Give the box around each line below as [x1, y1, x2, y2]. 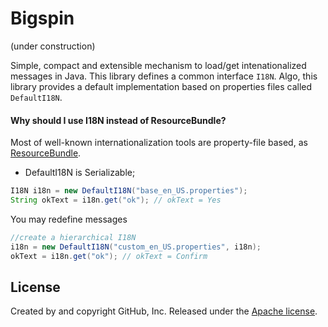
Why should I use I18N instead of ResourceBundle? [10, 114, 227, 126]
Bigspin [10, 7, 75, 30]
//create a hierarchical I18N [10, 232, 137, 242]
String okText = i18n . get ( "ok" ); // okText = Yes [10, 195, 222, 206]
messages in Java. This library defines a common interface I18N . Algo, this [10, 70, 318, 82]
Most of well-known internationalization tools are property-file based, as [10, 137, 308, 149]
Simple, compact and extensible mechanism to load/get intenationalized [10, 59, 307, 71]
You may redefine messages [10, 213, 128, 225]
